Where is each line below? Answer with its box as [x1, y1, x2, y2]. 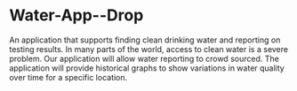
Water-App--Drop [9, 5, 144, 26]
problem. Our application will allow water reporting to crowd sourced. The [9, 53, 280, 64]
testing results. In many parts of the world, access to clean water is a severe [9, 43, 289, 54]
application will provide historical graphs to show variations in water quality [9, 63, 285, 73]
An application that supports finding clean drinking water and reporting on [9, 34, 281, 45]
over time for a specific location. [9, 72, 128, 82]
